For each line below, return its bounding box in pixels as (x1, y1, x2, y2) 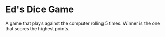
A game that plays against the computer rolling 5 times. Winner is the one (5, 20, 160, 26)
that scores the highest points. (5, 25, 70, 31)
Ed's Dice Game (5, 4, 74, 15)
